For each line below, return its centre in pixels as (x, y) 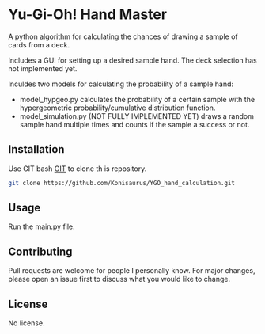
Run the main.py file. (42, 226)
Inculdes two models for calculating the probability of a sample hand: (121, 84)
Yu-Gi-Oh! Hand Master (88, 15)
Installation (36, 149)
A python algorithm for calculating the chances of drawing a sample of (123, 36)
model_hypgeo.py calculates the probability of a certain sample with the (137, 99)
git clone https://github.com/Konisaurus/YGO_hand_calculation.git (122, 183)
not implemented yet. (43, 68)
